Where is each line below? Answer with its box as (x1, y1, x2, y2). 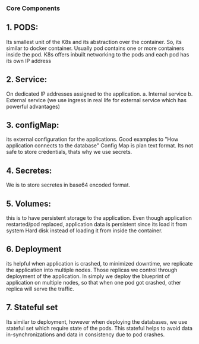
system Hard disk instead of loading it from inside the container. (6, 227, 163, 234)
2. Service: (6, 74, 48, 84)
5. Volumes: (6, 198, 52, 209)
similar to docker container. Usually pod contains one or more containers (6, 45, 184, 52)
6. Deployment (6, 244, 62, 254)
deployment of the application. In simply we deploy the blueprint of (6, 272, 170, 280)
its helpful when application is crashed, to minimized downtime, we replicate (6, 260, 193, 267)
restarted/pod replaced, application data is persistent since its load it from (6, 220, 187, 228)
